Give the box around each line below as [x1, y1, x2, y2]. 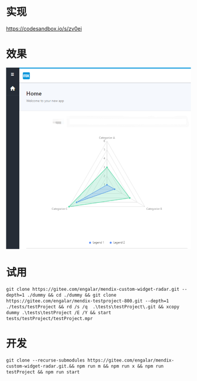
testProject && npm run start [6, 369, 80, 375]
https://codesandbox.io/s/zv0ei [6, 25, 82, 32]
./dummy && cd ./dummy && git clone [27, 292, 117, 298]
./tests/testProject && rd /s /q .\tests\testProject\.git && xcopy [6, 304, 180, 309]
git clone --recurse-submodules [6, 357, 85, 363]
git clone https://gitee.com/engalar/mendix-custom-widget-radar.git [6, 286, 180, 292]
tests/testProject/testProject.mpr [6, 315, 93, 321]
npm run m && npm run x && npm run [77, 363, 164, 369]
